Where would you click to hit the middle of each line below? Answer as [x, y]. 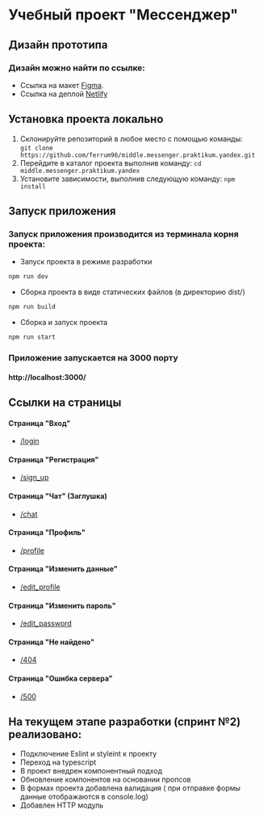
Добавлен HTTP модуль [62, 805]
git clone [37, 148]
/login [29, 441]
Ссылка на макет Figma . [62, 85]
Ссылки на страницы [65, 402]
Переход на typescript [58, 762]
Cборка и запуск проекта [64, 323]
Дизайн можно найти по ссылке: [77, 68]
